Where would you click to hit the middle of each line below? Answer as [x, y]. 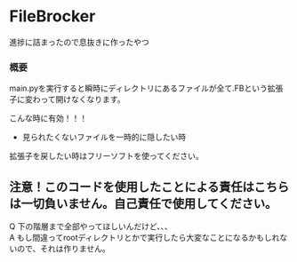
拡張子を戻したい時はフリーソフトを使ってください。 [106, 156]
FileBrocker [52, 16]
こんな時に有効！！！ [48, 118]
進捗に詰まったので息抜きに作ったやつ [79, 42]
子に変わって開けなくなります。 [67, 99]
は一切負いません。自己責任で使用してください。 [143, 203]
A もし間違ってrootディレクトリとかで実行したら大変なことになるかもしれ [144, 238]
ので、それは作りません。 [64, 249]
